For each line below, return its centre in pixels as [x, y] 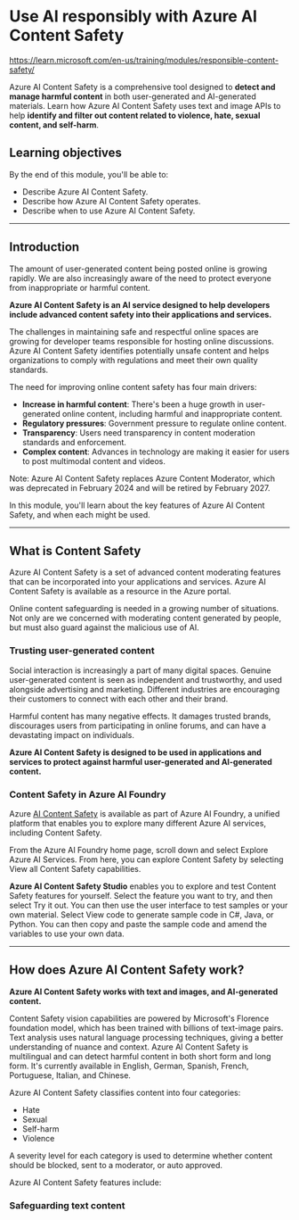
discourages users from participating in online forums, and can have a [138, 726]
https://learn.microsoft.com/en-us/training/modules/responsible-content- [144, 60]
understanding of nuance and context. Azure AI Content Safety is [129, 1047]
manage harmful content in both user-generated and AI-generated [133, 96]
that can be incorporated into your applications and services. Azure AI [138, 582]
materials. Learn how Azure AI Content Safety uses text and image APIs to [145, 105]
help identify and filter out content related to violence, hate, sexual [135, 115]
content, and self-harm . [54, 124]
